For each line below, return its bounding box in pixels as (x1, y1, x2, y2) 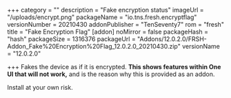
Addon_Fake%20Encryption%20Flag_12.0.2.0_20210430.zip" (7, 42, 181, 50)
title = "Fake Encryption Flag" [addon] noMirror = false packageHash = (7, 27, 209, 36)
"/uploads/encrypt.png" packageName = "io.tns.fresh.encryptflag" (7, 13, 197, 21)
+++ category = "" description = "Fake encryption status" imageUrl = (7, 6, 205, 14)
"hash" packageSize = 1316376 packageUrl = (7, 35, 136, 43)
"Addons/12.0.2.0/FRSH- (137, 35, 207, 43)
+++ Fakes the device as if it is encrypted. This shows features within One (7, 63, 221, 71)
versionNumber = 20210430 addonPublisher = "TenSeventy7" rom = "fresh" (7, 21, 224, 28)
